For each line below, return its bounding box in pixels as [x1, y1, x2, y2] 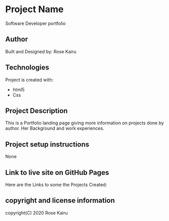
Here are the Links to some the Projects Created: [5, 181, 108, 188]
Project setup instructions [5, 140, 90, 149]
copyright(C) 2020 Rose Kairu [5, 209, 68, 216]
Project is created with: [5, 77, 54, 83]
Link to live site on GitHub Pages [5, 168, 109, 177]
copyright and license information [5, 196, 115, 205]
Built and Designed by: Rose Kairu [5, 48, 77, 54]
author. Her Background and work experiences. [5, 125, 105, 131]
